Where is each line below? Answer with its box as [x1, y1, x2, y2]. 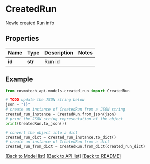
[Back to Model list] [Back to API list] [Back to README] [5, 153, 121, 159]
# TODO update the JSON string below [5, 97, 85, 102]
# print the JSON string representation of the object [5, 116, 123, 121]
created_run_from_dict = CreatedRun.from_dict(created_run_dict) [5, 144, 145, 149]
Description [44, 49, 73, 56]
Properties [5, 34, 39, 43]
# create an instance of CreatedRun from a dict [5, 139, 110, 144]
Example [5, 75, 33, 84]
